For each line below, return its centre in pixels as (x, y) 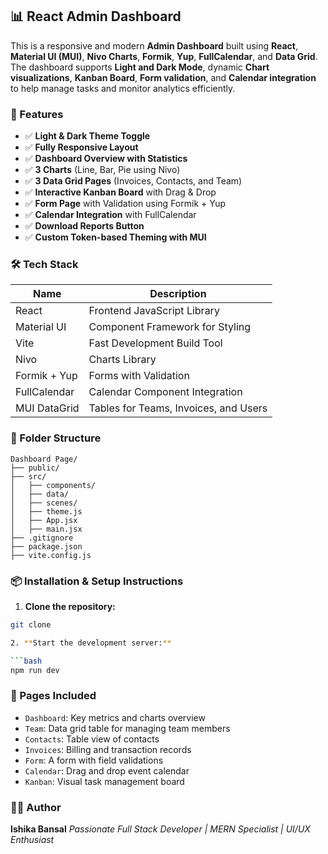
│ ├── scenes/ (44, 503)
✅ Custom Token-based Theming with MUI (115, 237)
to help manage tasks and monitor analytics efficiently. (123, 88)
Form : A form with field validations (94, 760)
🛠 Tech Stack (44, 265)
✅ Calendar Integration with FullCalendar (110, 215)
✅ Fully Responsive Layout (81, 147)
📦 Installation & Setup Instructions (97, 581)
